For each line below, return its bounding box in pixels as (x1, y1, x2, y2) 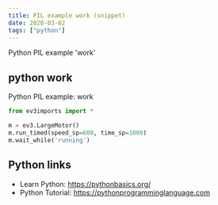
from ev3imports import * (8, 108, 94, 116)
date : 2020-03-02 (8, 19, 66, 27)
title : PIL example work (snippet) (8, 11, 126, 20)
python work (8, 70, 73, 84)
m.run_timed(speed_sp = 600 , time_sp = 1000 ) (8, 128, 147, 137)
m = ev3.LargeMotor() (8, 122, 80, 130)
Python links (8, 158, 71, 172)
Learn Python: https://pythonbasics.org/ (19, 179, 151, 188)
